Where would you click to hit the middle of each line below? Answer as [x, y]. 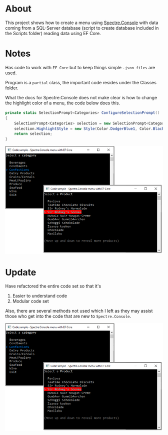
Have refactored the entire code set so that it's [53, 286]
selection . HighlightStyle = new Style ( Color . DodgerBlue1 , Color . [84, 128]
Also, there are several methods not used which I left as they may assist [79, 311]
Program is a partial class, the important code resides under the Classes [81, 82]
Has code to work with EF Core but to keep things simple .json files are [80, 67]
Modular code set [30, 301]
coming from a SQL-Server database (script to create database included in [82, 28]
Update [21, 272]
